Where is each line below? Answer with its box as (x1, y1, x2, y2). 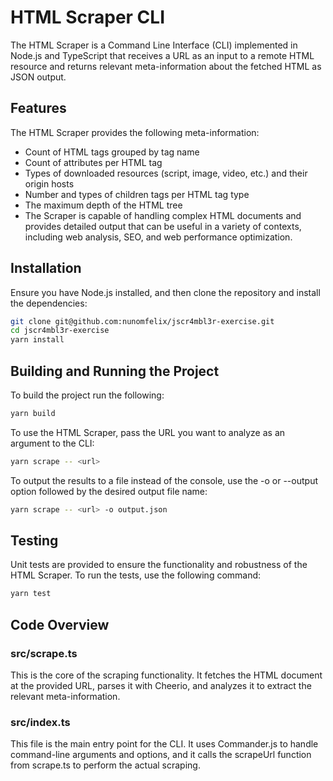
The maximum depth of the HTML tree (24, 199, 183, 211)
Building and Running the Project (10, 362, 220, 380)
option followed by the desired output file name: (10, 485, 208, 497)
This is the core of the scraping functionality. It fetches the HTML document (10, 669, 323, 681)
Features (10, 100, 67, 117)
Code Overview (10, 616, 110, 633)
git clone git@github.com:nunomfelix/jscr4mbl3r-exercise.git (10, 316, 275, 326)
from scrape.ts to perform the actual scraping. (10, 759, 201, 771)
